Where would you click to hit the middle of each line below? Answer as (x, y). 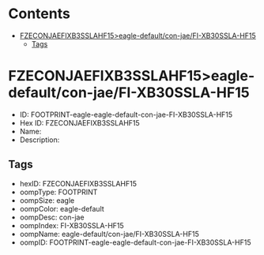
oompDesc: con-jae (52, 217)
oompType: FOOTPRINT (58, 192)
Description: (40, 140)
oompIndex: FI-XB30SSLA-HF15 (72, 225)
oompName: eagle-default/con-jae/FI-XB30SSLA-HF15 (109, 234)
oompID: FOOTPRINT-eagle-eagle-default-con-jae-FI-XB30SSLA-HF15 (135, 242)
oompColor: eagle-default (62, 208)
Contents (40, 14)
